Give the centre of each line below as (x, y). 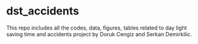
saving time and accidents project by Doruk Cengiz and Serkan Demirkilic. (99, 34)
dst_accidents (43, 11)
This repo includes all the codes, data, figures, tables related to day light (97, 28)
